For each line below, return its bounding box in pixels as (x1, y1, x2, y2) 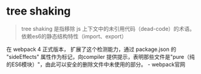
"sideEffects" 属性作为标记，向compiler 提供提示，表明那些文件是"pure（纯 (6, 53, 196, 60)
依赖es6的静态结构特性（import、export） (21, 32, 128, 40)
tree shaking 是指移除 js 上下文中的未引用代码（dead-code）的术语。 (21, 25, 196, 32)
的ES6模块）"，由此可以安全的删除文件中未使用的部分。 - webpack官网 (6, 61, 186, 68)
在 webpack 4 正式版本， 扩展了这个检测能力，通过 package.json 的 (6, 45, 177, 53)
